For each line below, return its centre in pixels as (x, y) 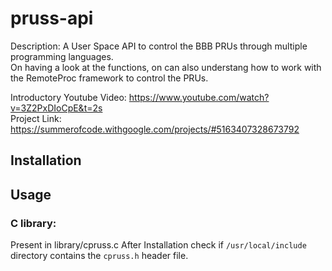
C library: (33, 223)
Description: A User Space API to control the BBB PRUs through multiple (159, 46)
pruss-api (52, 18)
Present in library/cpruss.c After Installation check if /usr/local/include (158, 245)
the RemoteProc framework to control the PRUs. (109, 78)
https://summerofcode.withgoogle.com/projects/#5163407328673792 (155, 129)
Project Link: (36, 118)
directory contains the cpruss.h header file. (99, 256)
